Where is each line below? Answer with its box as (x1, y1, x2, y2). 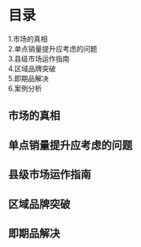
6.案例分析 (8, 83, 43, 93)
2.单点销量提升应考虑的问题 (8, 44, 98, 53)
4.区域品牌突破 (8, 63, 57, 73)
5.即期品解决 (8, 74, 49, 83)
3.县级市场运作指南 (8, 54, 70, 63)
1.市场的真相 (8, 34, 48, 44)
